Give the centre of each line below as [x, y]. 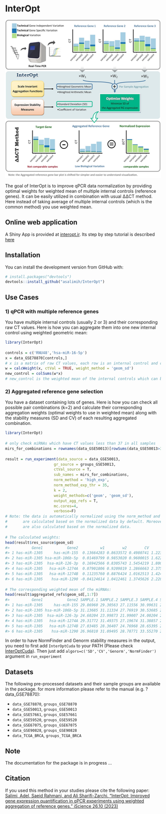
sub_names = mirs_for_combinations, [91, 475]
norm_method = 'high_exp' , [82, 480]
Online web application [41, 222]
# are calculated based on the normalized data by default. [75, 522]
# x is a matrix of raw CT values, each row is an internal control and [82, 363]
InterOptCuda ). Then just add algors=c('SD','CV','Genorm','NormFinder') [81, 651]
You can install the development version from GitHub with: [64, 267]
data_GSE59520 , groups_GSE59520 [45, 720]
